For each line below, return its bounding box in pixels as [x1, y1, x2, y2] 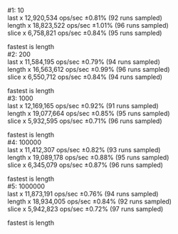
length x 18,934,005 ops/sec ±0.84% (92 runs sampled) [7, 197, 172, 206]
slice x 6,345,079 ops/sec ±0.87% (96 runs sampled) [7, 161, 164, 169]
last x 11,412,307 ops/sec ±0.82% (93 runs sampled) [7, 146, 161, 154]
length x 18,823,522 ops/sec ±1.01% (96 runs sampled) [7, 21, 169, 29]
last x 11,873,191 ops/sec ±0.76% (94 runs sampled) [7, 190, 159, 198]
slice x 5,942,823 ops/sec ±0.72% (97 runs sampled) [7, 205, 164, 213]
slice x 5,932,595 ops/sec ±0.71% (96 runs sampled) [7, 117, 162, 125]
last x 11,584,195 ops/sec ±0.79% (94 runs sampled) [7, 58, 160, 66]
